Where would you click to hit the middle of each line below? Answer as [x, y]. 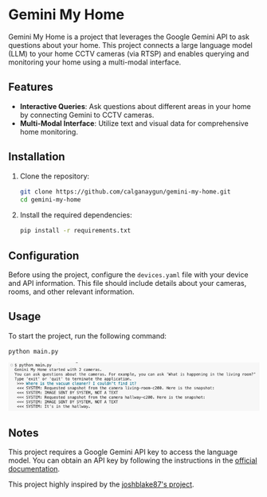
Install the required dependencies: [76, 215]
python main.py [33, 351]
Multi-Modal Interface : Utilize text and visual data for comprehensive [134, 123]
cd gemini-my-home [50, 200]
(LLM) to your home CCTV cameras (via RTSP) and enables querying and [129, 53]
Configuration [44, 255]
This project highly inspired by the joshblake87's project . [101, 484]
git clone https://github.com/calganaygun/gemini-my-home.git [125, 192]
